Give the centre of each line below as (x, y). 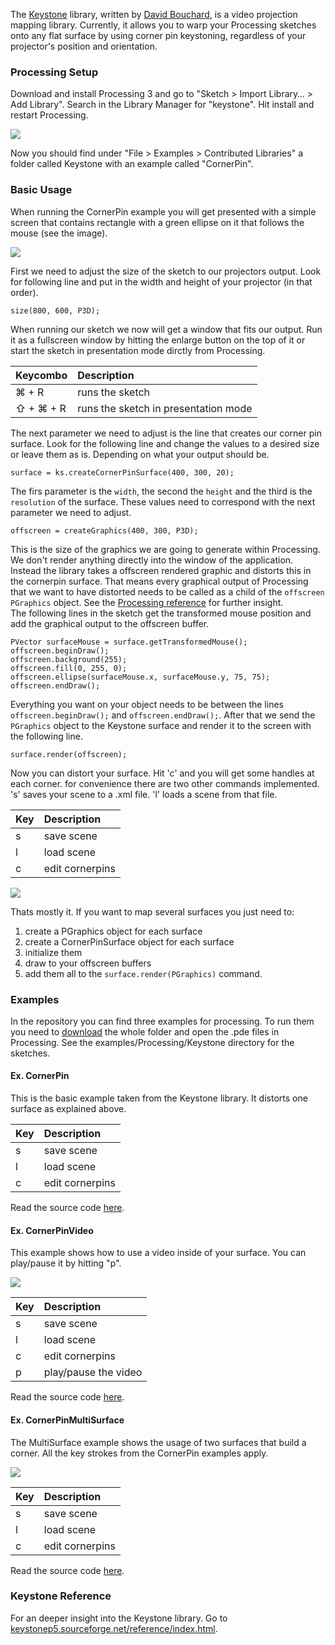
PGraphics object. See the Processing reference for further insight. (147, 602)
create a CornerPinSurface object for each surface (129, 941)
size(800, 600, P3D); (55, 310)
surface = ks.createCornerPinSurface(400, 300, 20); (122, 472)
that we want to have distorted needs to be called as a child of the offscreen (167, 591)
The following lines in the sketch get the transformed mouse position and (161, 613)
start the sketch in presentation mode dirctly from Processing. (138, 350)
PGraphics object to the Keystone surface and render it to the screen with (161, 725)
